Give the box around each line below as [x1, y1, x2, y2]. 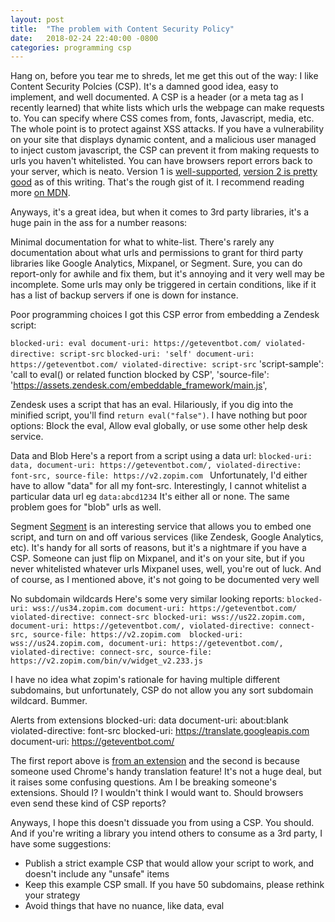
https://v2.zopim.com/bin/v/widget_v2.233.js [10, 656, 203, 666]
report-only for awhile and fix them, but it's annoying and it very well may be [10, 268, 325, 280]
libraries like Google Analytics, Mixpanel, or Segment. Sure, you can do [10, 257, 303, 270]
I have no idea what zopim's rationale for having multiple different [10, 674, 281, 686]
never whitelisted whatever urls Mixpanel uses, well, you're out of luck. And [10, 563, 322, 575]
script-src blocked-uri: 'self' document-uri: [59, 349, 255, 360]
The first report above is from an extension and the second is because [10, 755, 300, 767]
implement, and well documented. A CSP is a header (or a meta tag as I [10, 91, 304, 103]
